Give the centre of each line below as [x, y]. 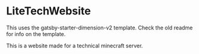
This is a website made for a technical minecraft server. [75, 46]
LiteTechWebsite [49, 11]
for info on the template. [36, 34]
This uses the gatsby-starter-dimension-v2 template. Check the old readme [99, 28]
